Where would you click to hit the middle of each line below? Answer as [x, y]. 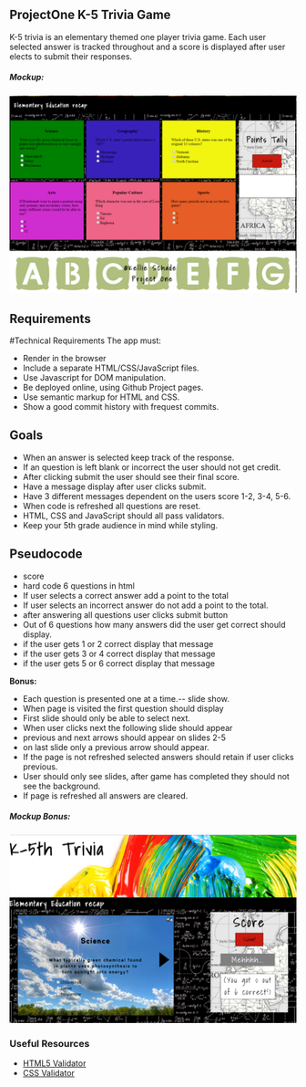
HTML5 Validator [54, 1063]
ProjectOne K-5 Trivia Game [90, 15]
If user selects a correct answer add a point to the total [126, 595]
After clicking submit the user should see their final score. [131, 476]
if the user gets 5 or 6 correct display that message [119, 663]
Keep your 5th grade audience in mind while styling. [120, 525]
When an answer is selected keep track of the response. [128, 457]
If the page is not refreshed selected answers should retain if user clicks [158, 757]
